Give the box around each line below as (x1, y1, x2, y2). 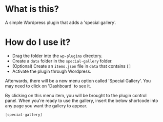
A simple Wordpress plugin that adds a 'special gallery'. (5, 20, 117, 25)
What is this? (5, 3, 60, 15)
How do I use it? (5, 37, 71, 48)
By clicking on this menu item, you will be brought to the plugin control (5, 92, 147, 98)
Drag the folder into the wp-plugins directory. (12, 53, 102, 59)
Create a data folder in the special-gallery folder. (12, 58, 113, 64)
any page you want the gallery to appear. (5, 102, 88, 108)
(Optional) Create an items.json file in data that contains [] (12, 63, 131, 69)
